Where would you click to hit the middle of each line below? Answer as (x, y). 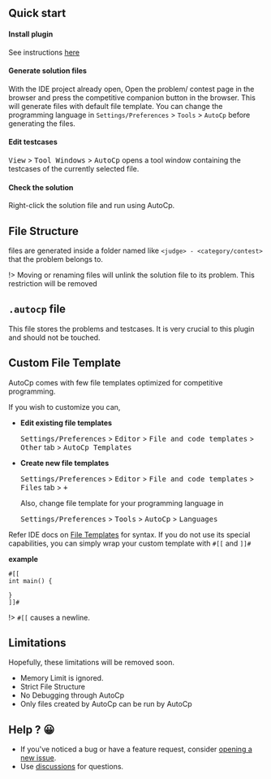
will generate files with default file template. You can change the (116, 106)
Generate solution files (48, 71)
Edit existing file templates (66, 423)
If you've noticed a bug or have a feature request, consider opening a (136, 749)
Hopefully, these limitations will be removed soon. (92, 663)
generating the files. (42, 123)
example (24, 559)
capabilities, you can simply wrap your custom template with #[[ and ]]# (130, 543)
